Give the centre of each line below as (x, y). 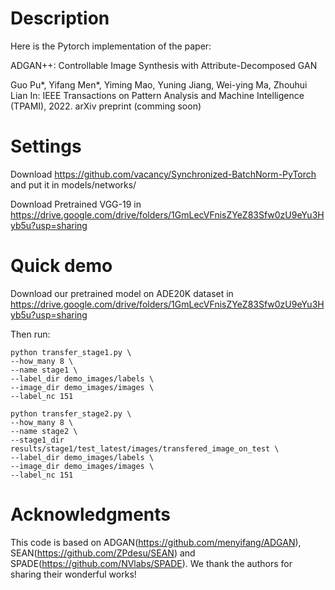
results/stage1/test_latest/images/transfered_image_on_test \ (145, 448)
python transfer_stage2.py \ (71, 413)
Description (60, 18)
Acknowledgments (91, 514)
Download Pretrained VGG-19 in (76, 204)
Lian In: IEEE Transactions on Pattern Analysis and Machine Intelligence (157, 95)
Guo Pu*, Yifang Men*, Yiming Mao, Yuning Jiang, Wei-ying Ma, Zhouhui (159, 84)
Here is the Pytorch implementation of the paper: (111, 46)
